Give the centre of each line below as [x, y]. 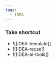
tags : [11, 10]
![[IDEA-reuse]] [29, 49]
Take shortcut [23, 33]
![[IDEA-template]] [32, 43]
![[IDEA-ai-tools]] [31, 54]
